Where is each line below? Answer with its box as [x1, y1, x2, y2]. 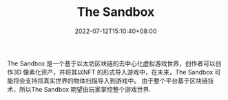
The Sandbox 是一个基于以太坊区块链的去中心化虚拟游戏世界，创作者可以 [7, 59, 216, 68]
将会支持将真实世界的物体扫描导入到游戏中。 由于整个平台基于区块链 [12, 77, 208, 85]
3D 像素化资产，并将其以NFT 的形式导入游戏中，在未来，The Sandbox [12, 68, 214, 76]
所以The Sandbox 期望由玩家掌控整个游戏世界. [19, 85, 152, 93]
